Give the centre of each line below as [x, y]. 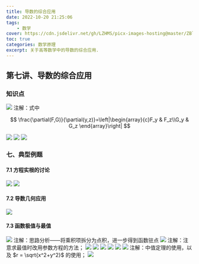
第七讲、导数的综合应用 [49, 75]
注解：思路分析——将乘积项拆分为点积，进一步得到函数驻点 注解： [98, 240]
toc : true [18, 39]
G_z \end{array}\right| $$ [99, 126]
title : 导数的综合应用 [31, 12]
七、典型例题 [25, 154]
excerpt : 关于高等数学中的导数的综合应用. [52, 50]
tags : [13, 22]
